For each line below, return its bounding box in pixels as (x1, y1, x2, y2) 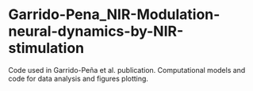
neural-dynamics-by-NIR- (8, 22, 184, 40)
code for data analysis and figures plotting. (8, 74, 149, 83)
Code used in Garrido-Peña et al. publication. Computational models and (8, 65, 246, 74)
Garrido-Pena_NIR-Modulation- (8, 6, 220, 24)
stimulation (8, 40, 85, 57)
